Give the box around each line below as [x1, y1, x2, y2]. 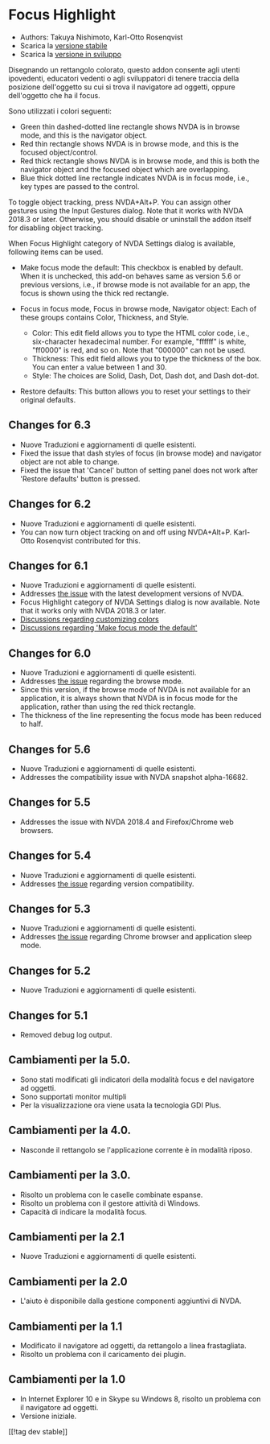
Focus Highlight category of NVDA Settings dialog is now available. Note [19, 597, 260, 607]
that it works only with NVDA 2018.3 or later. [19, 606, 166, 616]
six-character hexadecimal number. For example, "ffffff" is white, [31, 336, 247, 346]
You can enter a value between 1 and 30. [31, 362, 167, 372]
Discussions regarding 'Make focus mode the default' [19, 623, 198, 633]
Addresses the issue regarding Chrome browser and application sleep [19, 932, 252, 942]
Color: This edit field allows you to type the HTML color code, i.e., [31, 328, 250, 337]
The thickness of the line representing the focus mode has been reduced [19, 711, 262, 720]
